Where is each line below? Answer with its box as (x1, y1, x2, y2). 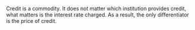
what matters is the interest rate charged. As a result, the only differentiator (6, 11, 189, 18)
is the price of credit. (6, 18, 57, 24)
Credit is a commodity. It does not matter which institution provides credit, (6, 5, 187, 12)
